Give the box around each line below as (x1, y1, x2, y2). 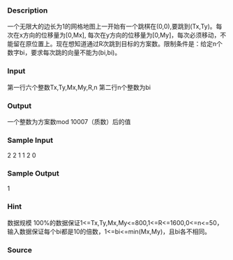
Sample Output (7, 169, 59, 178)
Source (7, 245, 33, 254)
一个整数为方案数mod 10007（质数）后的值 (7, 117, 131, 125)
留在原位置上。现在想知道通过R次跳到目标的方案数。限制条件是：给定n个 (13, 40, 223, 48)
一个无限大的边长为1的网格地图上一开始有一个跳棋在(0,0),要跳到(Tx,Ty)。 (7, 22, 216, 31)
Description (7, 6, 48, 15)
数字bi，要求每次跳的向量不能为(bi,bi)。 (7, 48, 121, 57)
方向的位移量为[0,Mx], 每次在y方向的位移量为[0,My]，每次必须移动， (22, 31, 220, 40)
